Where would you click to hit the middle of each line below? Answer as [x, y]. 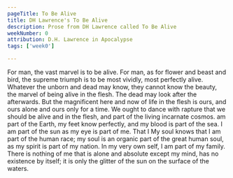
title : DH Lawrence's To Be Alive [58, 20]
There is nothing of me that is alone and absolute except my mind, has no [113, 154]
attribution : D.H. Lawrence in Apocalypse [70, 40]
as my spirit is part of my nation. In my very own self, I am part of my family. [116, 146]
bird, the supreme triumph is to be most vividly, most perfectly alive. [105, 80]
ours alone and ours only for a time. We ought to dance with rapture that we [116, 109]
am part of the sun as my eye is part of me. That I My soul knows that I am [114, 131]
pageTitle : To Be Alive [42, 14]
